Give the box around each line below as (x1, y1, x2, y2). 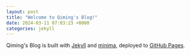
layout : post (6, 8, 39, 15)
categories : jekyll (6, 25, 55, 32)
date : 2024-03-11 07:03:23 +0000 (6, 20, 90, 26)
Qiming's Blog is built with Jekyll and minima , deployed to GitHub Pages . (6, 42, 186, 49)
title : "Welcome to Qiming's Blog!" (6, 14, 98, 20)
